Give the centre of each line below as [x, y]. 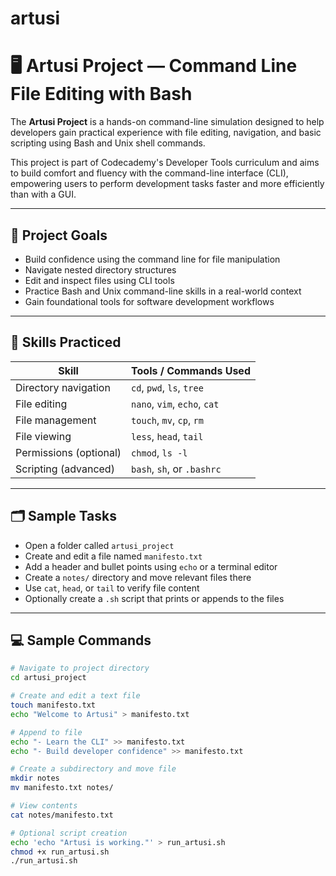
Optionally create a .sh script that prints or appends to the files [154, 598]
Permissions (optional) [68, 452]
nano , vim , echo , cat [175, 404]
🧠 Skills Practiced [66, 342]
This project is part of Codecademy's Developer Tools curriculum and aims [165, 163]
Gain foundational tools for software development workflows [149, 301]
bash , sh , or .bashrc [176, 469]
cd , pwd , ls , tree [167, 387]
